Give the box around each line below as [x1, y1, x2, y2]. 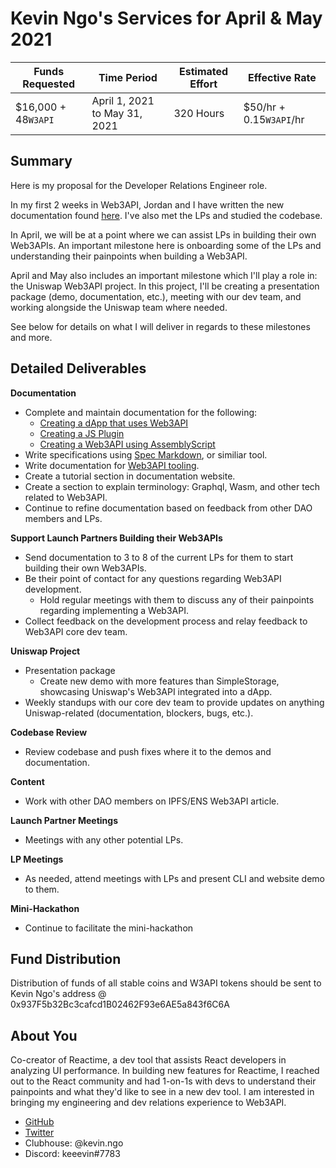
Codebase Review [10, 726, 88, 738]
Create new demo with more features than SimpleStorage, [39, 675, 280, 687]
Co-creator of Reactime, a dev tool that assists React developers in [10, 1054, 287, 1066]
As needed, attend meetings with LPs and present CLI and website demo [24, 872, 325, 884]
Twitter [24, 1127, 55, 1139]
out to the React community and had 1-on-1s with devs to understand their [10, 1075, 317, 1087]
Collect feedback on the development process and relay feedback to [24, 615, 308, 627]
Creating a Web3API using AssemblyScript [39, 438, 216, 450]
